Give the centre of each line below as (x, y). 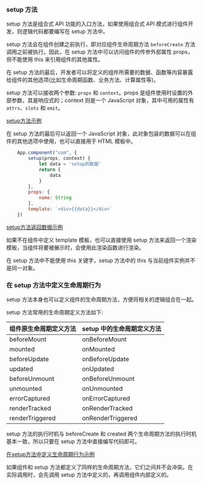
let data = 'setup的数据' (70, 164)
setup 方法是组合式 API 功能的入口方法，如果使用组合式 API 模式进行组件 (97, 24)
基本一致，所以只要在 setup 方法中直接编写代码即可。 (73, 442)
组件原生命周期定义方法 (43, 329)
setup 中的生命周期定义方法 (122, 329)
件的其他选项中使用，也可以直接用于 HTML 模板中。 (71, 141)
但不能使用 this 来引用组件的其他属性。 (55, 59)
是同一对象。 (22, 268)
